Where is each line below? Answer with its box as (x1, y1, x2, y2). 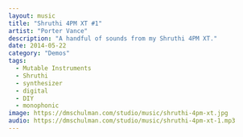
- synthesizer (15, 79, 63, 87)
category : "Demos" (8, 49, 70, 57)
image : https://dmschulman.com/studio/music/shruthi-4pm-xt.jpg (8, 110, 229, 118)
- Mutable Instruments (15, 64, 92, 73)
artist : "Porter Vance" (8, 27, 89, 35)
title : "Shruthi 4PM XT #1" (8, 19, 103, 27)
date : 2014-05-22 (8, 42, 67, 50)
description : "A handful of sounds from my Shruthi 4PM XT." (8, 34, 218, 43)
